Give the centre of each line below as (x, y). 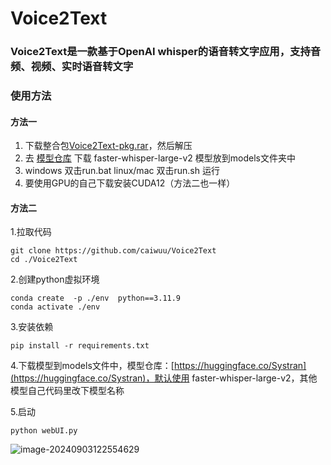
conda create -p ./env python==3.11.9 (96, 298)
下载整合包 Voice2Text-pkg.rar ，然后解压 (108, 146)
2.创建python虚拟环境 (55, 279)
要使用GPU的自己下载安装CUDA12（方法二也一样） (130, 183)
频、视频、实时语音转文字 (72, 67)
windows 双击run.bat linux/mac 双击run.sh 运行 (122, 171)
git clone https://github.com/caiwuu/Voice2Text (113, 251)
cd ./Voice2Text (44, 260)
